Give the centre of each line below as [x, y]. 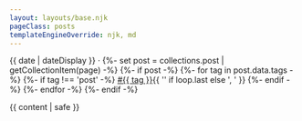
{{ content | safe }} [45, 107]
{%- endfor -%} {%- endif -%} [80, 90]
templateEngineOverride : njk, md [73, 35]
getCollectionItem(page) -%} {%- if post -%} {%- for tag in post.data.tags [148, 70]
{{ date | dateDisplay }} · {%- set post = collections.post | [117, 61]
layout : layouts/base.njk [58, 18]
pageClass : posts [42, 26]
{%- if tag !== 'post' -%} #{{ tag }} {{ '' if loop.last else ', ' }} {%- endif [153, 80]
